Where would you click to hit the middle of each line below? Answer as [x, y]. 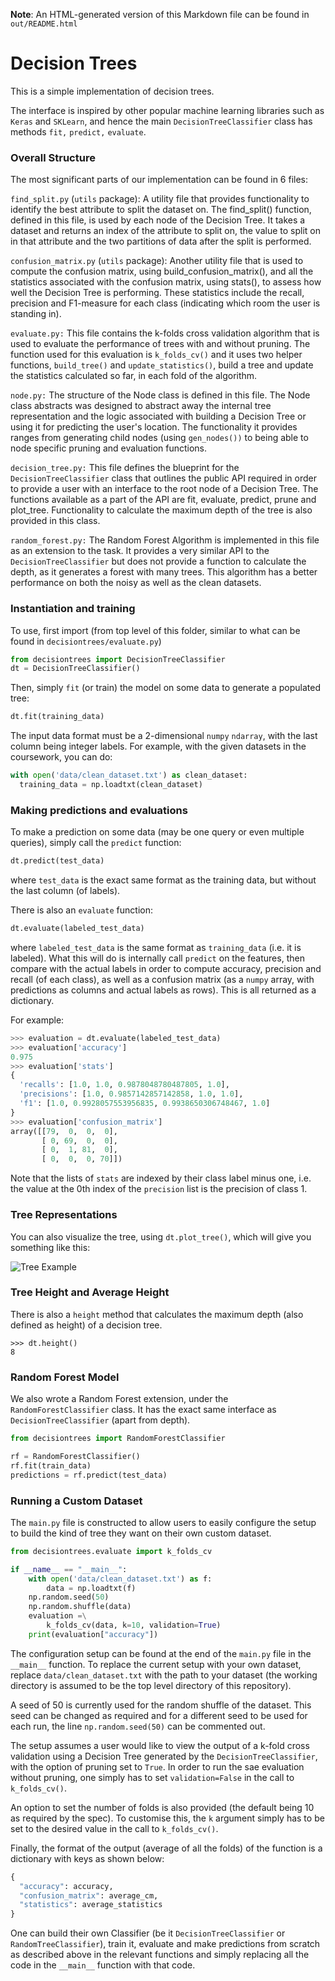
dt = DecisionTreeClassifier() [75, 669]
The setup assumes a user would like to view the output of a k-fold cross [160, 1745]
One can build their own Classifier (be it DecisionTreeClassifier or [148, 1933]
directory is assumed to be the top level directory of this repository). [151, 1685]
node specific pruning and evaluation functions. [109, 448]
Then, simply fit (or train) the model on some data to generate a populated [165, 688]
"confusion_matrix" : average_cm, [89, 1895]
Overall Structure [53, 157]
